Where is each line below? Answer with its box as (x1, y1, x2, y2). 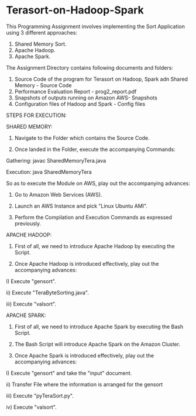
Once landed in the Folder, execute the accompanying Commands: (14, 146, 176, 153)
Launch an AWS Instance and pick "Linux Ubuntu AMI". (14, 202, 148, 209)
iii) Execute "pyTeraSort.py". (6, 392, 74, 399)
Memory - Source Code (14, 81, 72, 88)
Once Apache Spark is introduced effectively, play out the (14, 352, 154, 359)
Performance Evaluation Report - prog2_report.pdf (14, 88, 137, 95)
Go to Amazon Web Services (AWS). (14, 191, 102, 198)
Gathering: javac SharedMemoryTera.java (6, 157, 106, 164)
